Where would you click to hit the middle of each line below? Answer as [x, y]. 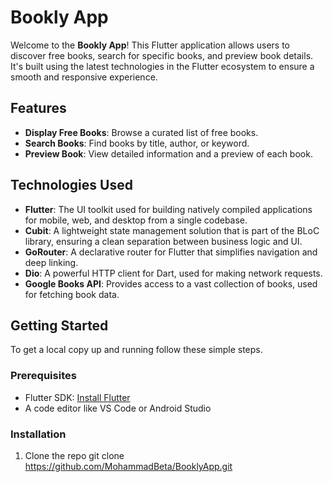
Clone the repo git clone [74, 455]
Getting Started [59, 325]
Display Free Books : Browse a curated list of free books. [141, 132]
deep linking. [51, 262]
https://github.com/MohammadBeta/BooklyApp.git [128, 466]
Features [38, 108]
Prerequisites [43, 376]
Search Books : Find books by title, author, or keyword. [137, 143]
